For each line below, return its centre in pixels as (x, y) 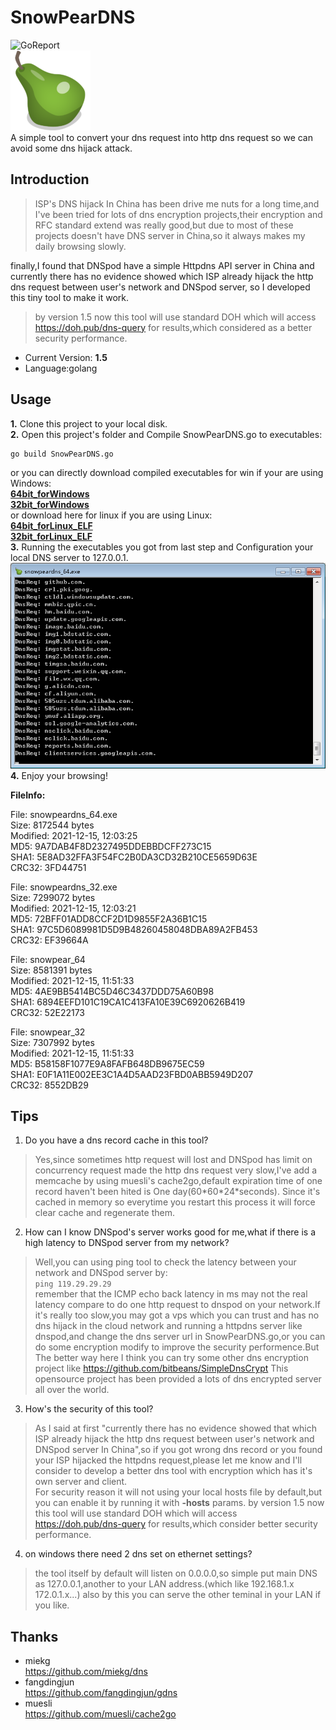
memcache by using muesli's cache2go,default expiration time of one (178, 1181)
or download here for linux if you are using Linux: (111, 515)
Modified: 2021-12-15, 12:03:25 (74, 835)
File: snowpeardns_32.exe (64, 887)
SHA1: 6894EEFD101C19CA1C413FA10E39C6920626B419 (128, 1002)
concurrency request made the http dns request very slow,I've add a (176, 1170)
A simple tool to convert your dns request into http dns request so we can (161, 137)
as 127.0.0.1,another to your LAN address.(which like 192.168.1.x (164, 1584)
